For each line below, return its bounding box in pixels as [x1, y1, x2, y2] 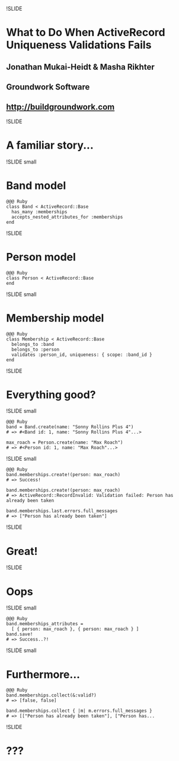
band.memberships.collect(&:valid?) [6, 692, 97, 698]
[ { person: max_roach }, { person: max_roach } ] [11, 626, 139, 632]
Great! [6, 544, 38, 558]
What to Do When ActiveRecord [6, 26, 165, 39]
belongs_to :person [11, 346, 60, 352]
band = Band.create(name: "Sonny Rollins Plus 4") [6, 424, 134, 430]
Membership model [6, 311, 104, 325]
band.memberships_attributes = [6, 621, 84, 627]
